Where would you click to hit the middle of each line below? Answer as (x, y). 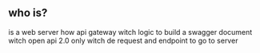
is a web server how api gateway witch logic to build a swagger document (130, 32)
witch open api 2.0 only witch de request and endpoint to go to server (123, 40)
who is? (28, 13)
